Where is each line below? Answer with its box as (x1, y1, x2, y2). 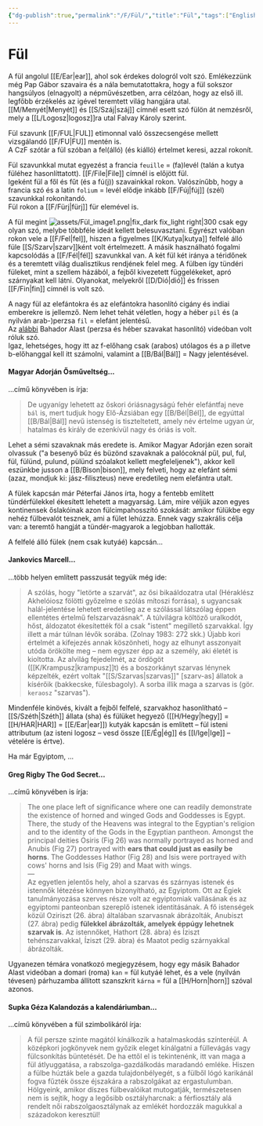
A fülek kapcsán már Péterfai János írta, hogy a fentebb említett (8, 488, 214, 498)
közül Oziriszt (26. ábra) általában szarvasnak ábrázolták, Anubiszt (27, 911, 243, 920)
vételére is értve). (8, 736, 65, 746)
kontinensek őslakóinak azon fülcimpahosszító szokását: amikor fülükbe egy (8, 505, 255, 514)
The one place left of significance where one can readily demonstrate (27, 802, 252, 812)
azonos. (8, 985, 34, 994)
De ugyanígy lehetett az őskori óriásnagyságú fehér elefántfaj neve (27, 400, 244, 409)
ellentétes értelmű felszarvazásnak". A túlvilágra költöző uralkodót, (27, 612, 243, 622)
